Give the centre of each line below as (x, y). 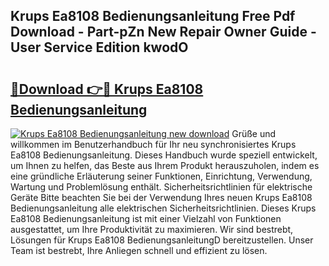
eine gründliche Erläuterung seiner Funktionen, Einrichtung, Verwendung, (161, 176)
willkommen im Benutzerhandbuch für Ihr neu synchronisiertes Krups (153, 144)
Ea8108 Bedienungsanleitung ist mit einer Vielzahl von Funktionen (146, 218)
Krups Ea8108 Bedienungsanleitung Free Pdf (153, 16)
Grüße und (254, 133)
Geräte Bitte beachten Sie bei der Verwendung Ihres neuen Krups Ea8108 (161, 197)
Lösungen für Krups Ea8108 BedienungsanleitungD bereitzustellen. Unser (162, 240)
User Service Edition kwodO (99, 47)
